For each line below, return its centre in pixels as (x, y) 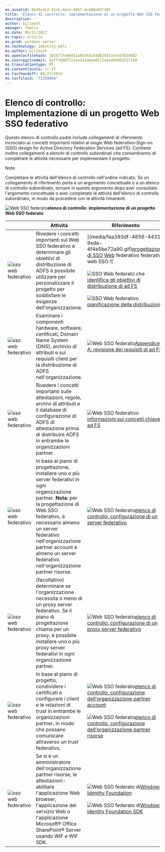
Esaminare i (49, 315)
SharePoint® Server (59, 830)
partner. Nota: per (57, 498)
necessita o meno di (59, 598)
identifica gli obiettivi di (114, 280)
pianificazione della (110, 305)
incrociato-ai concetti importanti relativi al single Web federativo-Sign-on (79, 142)
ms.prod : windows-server (30, 42)
